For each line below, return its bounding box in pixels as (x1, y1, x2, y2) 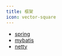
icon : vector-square (6, 14, 57, 20)
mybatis (14, 37, 34, 44)
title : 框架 (6, 8, 33, 15)
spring (14, 30, 30, 37)
